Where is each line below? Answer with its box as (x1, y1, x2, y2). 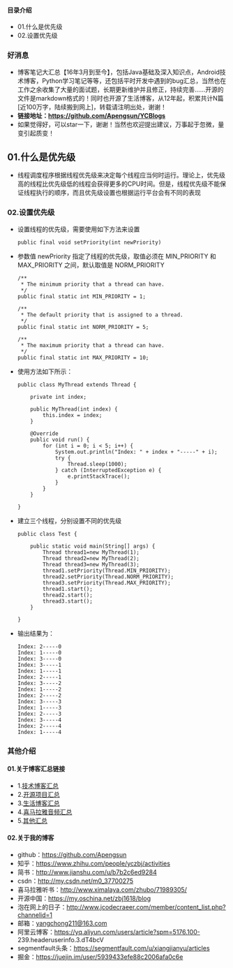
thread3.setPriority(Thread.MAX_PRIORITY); (43, 579, 171, 586)
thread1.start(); (43, 585, 93, 592)
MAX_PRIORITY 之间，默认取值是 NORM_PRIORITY (17, 261, 165, 269)
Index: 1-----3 (17, 704, 62, 711)
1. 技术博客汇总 (17, 782, 59, 790)
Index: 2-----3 (17, 710, 62, 717)
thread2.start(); (43, 592, 93, 599)
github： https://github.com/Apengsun (17, 850, 127, 858)
